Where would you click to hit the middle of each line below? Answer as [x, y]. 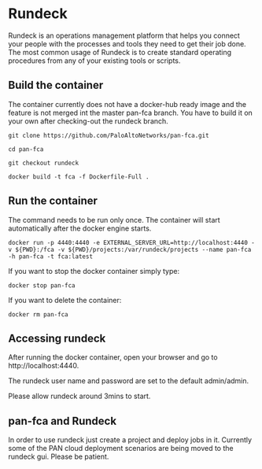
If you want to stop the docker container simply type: [94, 271]
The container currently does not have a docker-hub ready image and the [127, 104]
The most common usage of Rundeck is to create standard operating [120, 52]
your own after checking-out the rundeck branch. [89, 121]
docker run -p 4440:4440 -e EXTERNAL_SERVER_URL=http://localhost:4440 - [132, 242]
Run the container [53, 201]
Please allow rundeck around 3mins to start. [79, 396]
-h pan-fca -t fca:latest [50, 257]
